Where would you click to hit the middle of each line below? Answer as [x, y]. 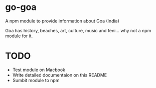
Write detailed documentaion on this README [60, 75]
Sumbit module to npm [36, 80]
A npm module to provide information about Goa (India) [62, 21]
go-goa [21, 7]
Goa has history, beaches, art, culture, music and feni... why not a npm [78, 30]
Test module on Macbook [39, 70]
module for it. [19, 36]
